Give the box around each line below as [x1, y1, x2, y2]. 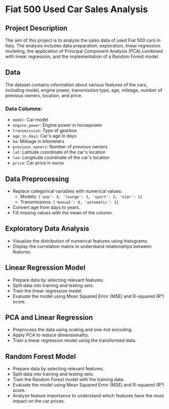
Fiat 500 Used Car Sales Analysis [5, 4, 148, 15]
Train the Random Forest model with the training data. [12, 376, 125, 383]
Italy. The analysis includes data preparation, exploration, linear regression [5, 43, 161, 49]
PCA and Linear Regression [5, 313, 93, 322]
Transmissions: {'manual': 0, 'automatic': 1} [20, 199, 119, 205]
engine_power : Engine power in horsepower [12, 122, 103, 128]
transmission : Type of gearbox [12, 128, 77, 134]
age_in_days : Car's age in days [12, 133, 77, 139]
